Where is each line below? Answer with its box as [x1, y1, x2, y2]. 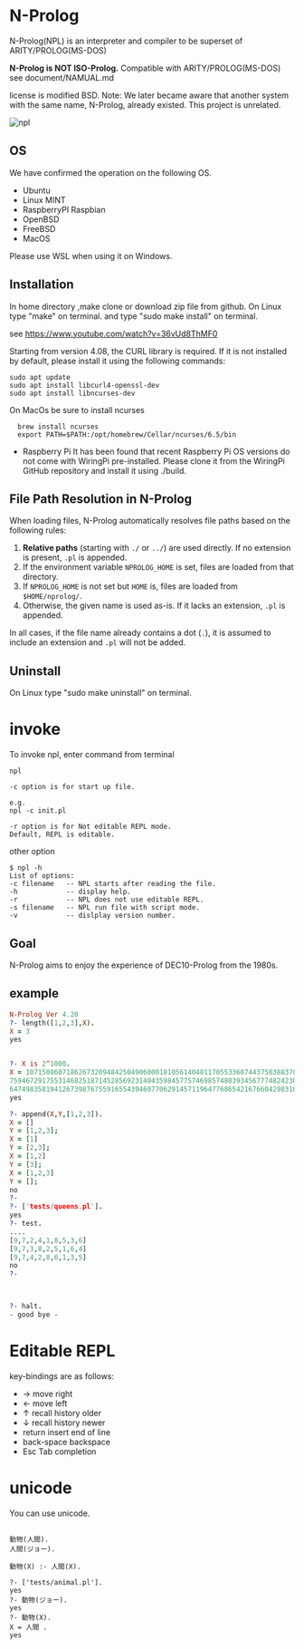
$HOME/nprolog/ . [22, 591, 83, 602]
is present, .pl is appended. [22, 552, 128, 563]
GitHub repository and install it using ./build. [22, 465, 187, 476]
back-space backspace [22, 1436, 111, 1447]
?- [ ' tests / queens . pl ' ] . [9, 1202, 103, 1211]
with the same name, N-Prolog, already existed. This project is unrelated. [9, 99, 281, 110]
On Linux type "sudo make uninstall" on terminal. [9, 688, 192, 699]
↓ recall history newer [22, 1417, 106, 1428]
